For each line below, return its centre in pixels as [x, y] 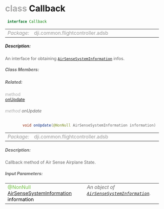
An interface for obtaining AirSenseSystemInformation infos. [65, 58]
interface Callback [27, 22]
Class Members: [22, 70]
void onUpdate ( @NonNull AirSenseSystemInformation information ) [89, 125]
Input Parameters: [24, 173]
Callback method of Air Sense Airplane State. [51, 163]
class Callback [35, 9]
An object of [101, 187]
